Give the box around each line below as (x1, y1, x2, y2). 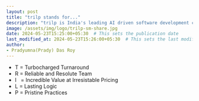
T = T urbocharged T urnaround (14, 64, 89, 71)
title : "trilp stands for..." (6, 14, 81, 20)
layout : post (6, 8, 38, 15)
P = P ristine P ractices (14, 89, 68, 96)
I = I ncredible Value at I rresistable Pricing (14, 76, 118, 83)
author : (6, 42, 25, 48)
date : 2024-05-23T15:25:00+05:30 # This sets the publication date (6, 31, 179, 37)
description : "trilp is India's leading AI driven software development (6, 20, 190, 26)
